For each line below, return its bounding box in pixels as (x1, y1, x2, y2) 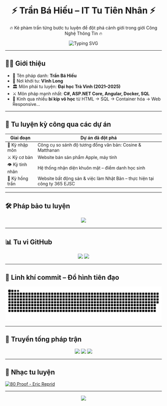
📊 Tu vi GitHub (5, 238, 53, 246)
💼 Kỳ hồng (7, 175, 28, 181)
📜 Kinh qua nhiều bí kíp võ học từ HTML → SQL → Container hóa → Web (12, 96, 161, 102)
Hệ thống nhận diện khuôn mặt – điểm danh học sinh (37, 164, 146, 170)
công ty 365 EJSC (37, 181, 76, 187)
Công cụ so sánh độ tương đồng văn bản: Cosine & (37, 142, 142, 148)
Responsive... (12, 101, 41, 107)
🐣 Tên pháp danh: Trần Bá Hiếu (12, 73, 77, 79)
